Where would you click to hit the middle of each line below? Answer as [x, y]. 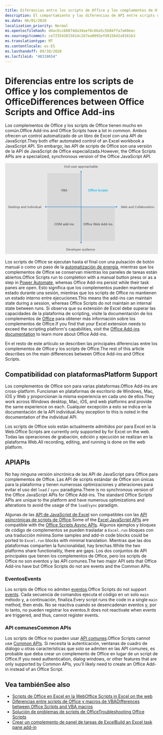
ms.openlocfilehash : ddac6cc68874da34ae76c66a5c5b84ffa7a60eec [70, 31]
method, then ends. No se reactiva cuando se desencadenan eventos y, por [81, 605]
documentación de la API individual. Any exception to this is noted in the [77, 412]
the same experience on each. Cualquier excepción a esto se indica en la [78, 407]
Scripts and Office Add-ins [60, 112]
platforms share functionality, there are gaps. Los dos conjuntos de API [76, 551]
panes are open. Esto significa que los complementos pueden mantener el [79, 288]
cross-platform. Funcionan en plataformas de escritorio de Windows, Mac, [80, 391]
